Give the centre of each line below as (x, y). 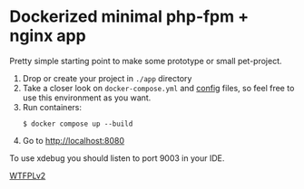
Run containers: (52, 107)
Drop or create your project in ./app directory (107, 78)
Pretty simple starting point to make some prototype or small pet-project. (146, 61)
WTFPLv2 (28, 175)
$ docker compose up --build (78, 124)
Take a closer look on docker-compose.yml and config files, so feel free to (158, 88)
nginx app (48, 36)
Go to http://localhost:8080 (74, 140)
